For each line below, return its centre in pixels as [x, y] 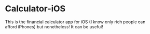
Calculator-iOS [35, 9]
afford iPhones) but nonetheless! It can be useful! [54, 26]
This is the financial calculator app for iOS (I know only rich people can [75, 22]
